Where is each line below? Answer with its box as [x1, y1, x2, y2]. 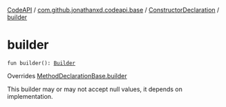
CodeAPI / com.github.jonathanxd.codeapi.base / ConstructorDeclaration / [7, 6, 220, 14]
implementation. [7, 92, 53, 100]
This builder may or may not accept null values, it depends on [7, 85, 183, 93]
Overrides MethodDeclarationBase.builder [7, 71, 127, 80]
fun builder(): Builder [7, 60, 76, 67]
